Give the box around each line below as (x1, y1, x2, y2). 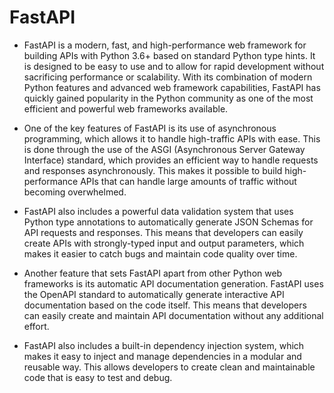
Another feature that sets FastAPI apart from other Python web (23, 267, 283, 279)
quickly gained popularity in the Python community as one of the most (23, 92, 314, 104)
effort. (23, 320, 50, 332)
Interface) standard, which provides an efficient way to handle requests (23, 154, 319, 166)
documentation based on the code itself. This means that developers (23, 299, 307, 311)
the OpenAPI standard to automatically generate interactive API (23, 288, 285, 300)
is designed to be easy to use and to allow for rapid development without (23, 60, 325, 72)
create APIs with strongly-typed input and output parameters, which (23, 237, 305, 249)
